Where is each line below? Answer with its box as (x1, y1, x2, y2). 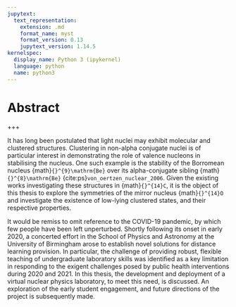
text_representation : (13, 17, 77, 24)
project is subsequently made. (7, 292, 95, 301)
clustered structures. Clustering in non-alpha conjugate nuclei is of (7, 144, 201, 152)
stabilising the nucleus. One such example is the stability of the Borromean (7, 159, 225, 168)
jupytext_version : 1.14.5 (20, 43, 97, 50)
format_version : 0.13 (20, 37, 83, 44)
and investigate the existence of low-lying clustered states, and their (7, 196, 206, 205)
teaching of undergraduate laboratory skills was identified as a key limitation (7, 255, 229, 263)
